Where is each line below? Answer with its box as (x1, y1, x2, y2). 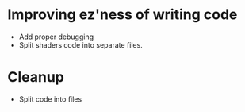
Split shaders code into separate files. (18, 40, 144, 49)
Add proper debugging (18, 32, 94, 41)
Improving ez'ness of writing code (7, 6, 238, 24)
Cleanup (7, 68, 65, 87)
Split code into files (18, 94, 82, 104)
